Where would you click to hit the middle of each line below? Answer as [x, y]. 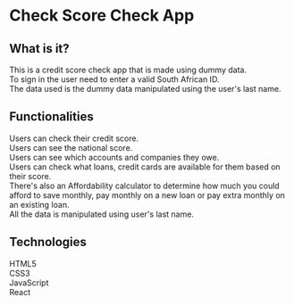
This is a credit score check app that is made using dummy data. [128, 70]
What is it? [39, 49]
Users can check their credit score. [74, 138]
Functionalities [51, 117]
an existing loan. [39, 204]
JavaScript [29, 283]
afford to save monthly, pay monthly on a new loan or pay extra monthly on [147, 195]
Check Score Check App [102, 16]
